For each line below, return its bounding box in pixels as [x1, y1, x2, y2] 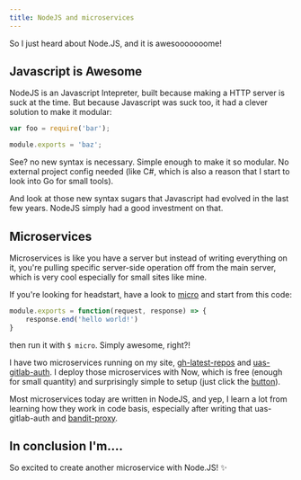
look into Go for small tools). [9, 176, 114, 187]
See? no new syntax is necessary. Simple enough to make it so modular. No [9, 156, 289, 167]
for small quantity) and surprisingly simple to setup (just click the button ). [9, 376, 281, 387]
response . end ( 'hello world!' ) [25, 315, 139, 324]
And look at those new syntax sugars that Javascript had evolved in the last [9, 193, 289, 204]
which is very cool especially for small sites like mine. [9, 271, 208, 282]
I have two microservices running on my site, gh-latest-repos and [9, 357, 252, 368]
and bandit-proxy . [51, 413, 119, 423]
